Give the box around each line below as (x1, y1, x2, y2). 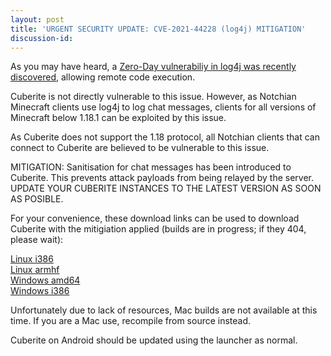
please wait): (10, 234, 64, 246)
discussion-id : (10, 33, 74, 43)
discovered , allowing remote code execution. (10, 71, 196, 83)
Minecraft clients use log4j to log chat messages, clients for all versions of (10, 101, 317, 113)
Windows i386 (10, 285, 70, 297)
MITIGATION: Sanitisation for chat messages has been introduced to (10, 161, 292, 173)
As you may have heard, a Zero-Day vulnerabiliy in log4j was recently (10, 61, 297, 73)
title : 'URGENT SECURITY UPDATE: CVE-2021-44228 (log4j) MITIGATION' (10, 24, 307, 34)
